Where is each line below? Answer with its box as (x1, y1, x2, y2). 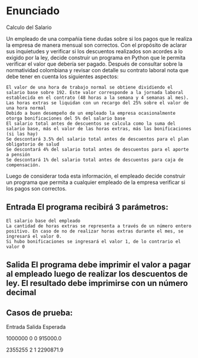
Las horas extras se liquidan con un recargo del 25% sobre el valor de (6, 99, 189, 106)
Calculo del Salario (6, 24, 52, 31)
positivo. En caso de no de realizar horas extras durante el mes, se (6, 228, 184, 234)
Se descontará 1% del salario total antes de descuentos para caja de (6, 157, 184, 163)
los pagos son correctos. (6, 185, 67, 192)
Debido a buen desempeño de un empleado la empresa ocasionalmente (6, 110, 176, 116)
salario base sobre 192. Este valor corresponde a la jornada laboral (6, 89, 184, 95)
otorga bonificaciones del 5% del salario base (6, 115, 126, 121)
